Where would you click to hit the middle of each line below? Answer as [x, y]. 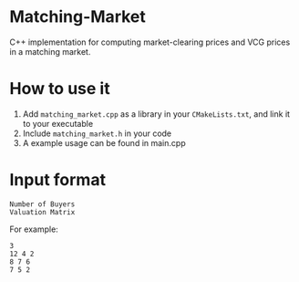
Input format [58, 180]
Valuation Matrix [42, 212]
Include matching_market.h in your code [97, 133]
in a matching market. [50, 51]
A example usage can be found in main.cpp [104, 142]
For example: [34, 229]
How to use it [60, 89]
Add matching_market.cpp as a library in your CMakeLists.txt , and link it [156, 114]
